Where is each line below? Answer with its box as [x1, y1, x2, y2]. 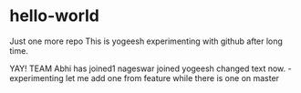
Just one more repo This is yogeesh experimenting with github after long [9, 36, 283, 46]
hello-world [9, 5, 100, 26]
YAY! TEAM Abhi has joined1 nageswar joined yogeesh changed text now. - [9, 63, 292, 74]
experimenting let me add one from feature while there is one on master [9, 72, 280, 83]
